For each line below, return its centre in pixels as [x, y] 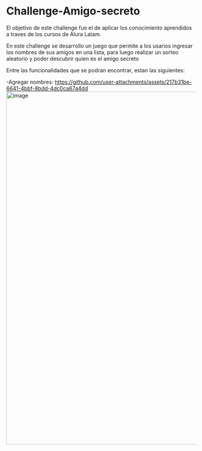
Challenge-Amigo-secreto [73, 11]
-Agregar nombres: [30, 82]
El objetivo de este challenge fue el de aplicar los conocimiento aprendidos [99, 28]
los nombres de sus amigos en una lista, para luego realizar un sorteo [92, 52]
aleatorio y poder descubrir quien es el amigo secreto [73, 58]
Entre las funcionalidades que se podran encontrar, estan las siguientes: [96, 70]
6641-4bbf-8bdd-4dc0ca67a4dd [47, 88]
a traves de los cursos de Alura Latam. [54, 34]
